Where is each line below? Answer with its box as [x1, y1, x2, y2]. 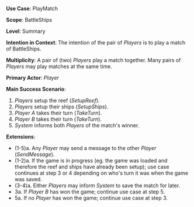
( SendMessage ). [14, 151, 55, 158]
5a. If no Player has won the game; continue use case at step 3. [14, 195, 168, 201]
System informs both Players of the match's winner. [14, 122, 140, 128]
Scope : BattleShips [6, 16, 53, 23]
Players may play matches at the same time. [6, 63, 112, 70]
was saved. [14, 176, 42, 182]
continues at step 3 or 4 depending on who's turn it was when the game [14, 169, 189, 177]
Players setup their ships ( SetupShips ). [14, 103, 109, 110]
